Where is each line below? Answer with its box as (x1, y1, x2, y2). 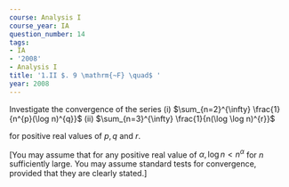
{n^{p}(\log (9, 113, 50, 124)
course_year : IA (9, 21, 69, 30)
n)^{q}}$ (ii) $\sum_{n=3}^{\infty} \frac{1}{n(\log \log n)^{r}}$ (51, 113, 276, 124)
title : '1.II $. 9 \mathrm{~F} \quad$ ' (9, 71, 162, 80)
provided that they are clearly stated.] (9, 168, 148, 179)
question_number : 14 (9, 29, 86, 38)
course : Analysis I (9, 12, 82, 22)
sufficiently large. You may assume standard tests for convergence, (9, 159, 257, 169)
